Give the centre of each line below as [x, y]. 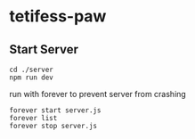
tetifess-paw [58, 16]
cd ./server [31, 69]
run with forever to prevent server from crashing [98, 94]
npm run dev [31, 78]
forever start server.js [55, 110]
